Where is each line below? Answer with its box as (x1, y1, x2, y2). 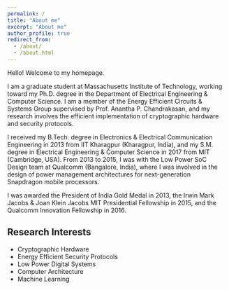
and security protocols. (7, 119, 74, 127)
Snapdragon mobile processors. (7, 177, 100, 186)
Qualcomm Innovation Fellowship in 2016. (7, 206, 127, 214)
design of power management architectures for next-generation (7, 170, 191, 179)
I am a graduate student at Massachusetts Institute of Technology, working (7, 82, 223, 90)
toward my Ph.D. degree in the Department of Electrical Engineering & (7, 89, 208, 98)
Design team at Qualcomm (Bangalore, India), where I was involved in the (7, 163, 219, 171)
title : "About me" (7, 17, 61, 24)
